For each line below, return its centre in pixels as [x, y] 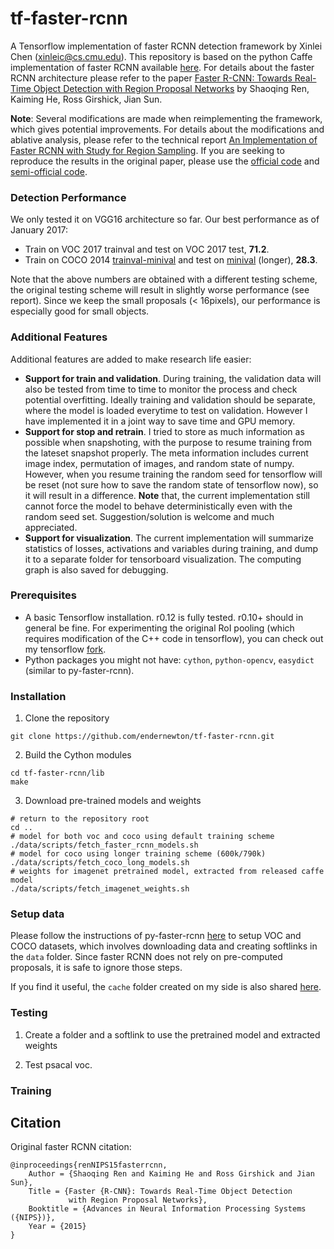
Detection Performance [68, 197]
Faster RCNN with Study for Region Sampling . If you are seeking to [147, 150]
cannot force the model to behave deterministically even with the [158, 506]
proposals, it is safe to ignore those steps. [96, 968]
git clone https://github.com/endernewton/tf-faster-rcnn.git [142, 737]
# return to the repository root [80, 819]
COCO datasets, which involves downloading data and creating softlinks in [164, 946]
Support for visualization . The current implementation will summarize [169, 538]
